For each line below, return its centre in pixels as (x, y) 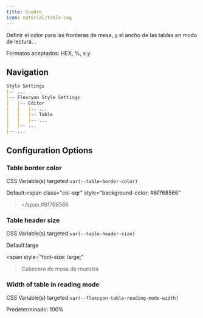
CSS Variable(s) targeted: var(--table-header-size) (71, 233)
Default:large (22, 245)
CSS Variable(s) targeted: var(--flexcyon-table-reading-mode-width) (93, 298)
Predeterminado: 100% (35, 309)
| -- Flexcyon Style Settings (43, 98)
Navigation (27, 72)
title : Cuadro (24, 12)
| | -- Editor (26, 103)
